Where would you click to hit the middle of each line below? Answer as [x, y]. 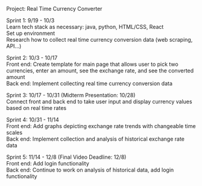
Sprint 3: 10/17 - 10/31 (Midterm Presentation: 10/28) [71, 95]
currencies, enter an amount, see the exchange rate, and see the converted [100, 71]
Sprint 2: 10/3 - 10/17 [32, 58]
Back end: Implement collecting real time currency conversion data [90, 83]
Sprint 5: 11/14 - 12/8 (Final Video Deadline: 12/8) [66, 157]
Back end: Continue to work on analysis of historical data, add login [90, 170]
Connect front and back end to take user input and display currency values [99, 101]
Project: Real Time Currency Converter [54, 9]
